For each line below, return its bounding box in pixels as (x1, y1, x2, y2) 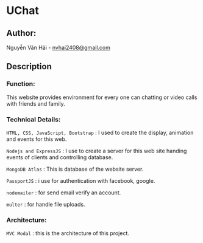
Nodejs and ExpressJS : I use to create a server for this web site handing (6, 147, 187, 154)
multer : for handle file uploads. (6, 200, 85, 208)
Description (6, 61, 52, 72)
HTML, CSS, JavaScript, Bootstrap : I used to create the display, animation (6, 129, 194, 136)
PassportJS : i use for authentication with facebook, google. (6, 177, 155, 184)
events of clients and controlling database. (6, 153, 113, 161)
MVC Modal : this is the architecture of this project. (6, 230, 130, 237)
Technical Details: (6, 115, 61, 123)
